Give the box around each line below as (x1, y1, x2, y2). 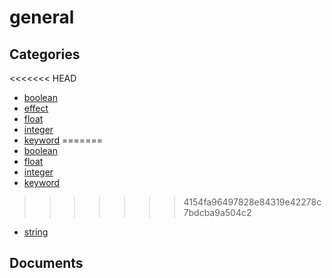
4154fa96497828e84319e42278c (183, 196, 322, 208)
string (23, 226, 49, 238)
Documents (9, 255, 84, 272)
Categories (9, 46, 81, 63)
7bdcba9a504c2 (183, 207, 252, 218)
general (9, 6, 75, 29)
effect (23, 102, 49, 114)
